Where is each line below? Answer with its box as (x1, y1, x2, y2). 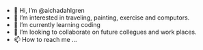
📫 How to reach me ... (13, 36, 77, 43)
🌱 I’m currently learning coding (13, 21, 101, 28)
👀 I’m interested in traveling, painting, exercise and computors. (13, 14, 190, 22)
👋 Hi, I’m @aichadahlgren (13, 7, 85, 14)
